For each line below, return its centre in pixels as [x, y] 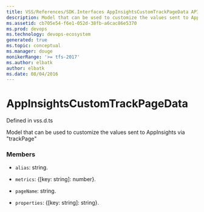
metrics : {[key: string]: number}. [55, 179]
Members [21, 154]
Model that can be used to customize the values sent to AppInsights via [96, 132]
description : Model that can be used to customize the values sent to [97, 18]
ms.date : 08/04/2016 [32, 74]
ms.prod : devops [27, 29]
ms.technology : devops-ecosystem [49, 35]
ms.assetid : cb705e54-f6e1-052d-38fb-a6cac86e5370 [72, 23]
